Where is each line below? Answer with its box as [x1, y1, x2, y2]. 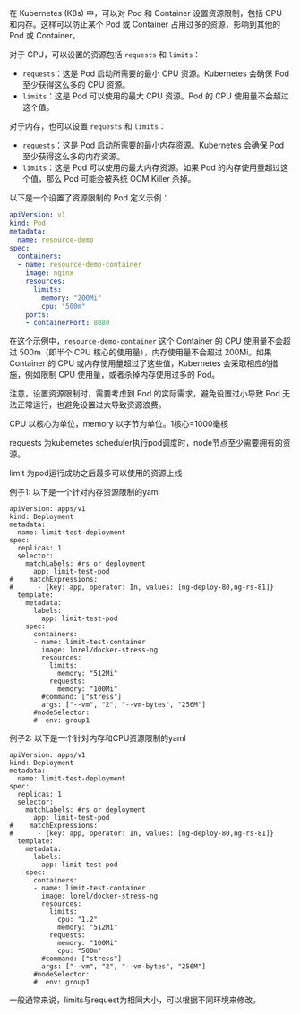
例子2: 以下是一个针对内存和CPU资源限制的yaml [9, 733, 186, 744]
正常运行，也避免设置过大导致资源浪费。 [16, 399, 167, 410]
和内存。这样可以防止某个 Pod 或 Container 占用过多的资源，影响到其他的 [9, 19, 281, 30]
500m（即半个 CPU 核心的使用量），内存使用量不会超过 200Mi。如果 [19, 347, 272, 358]
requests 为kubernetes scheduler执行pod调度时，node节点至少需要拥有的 [9, 438, 284, 448]
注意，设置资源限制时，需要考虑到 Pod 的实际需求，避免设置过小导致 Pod [9, 388, 280, 399]
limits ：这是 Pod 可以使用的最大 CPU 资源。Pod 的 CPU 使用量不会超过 [21, 90, 289, 101]
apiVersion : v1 [9, 210, 66, 219]
